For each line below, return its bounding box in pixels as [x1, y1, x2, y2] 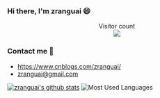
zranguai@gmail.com [17, 70, 79, 78]
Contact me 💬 [7, 47, 54, 56]
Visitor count [98, 22, 136, 31]
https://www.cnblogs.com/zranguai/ [17, 62, 122, 70]
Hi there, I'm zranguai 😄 [7, 6, 91, 16]
